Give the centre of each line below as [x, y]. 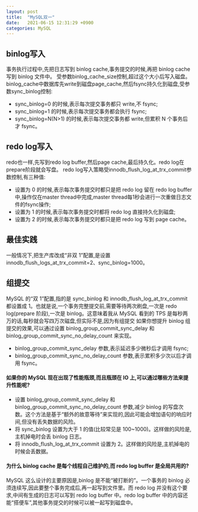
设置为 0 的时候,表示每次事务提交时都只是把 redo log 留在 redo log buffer [103, 189]
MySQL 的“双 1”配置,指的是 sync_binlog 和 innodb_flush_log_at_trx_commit [97, 298]
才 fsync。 [27, 126]
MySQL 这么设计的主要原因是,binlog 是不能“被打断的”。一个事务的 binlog [95, 480]
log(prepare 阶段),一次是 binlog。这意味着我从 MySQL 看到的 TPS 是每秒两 [97, 313]
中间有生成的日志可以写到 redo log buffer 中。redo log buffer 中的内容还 [100, 495]
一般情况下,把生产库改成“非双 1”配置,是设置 [59, 255]
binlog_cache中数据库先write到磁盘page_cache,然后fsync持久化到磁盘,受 [95, 84]
